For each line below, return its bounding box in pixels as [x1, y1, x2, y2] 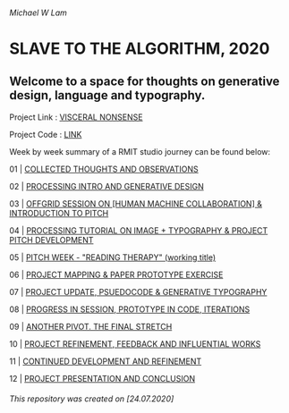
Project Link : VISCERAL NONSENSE [9, 112, 143, 122]
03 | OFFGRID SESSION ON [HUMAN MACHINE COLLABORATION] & [9, 198, 262, 209]
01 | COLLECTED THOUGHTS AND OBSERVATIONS [9, 164, 199, 174]
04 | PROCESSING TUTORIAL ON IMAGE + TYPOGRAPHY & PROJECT [9, 224, 268, 236]
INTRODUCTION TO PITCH [9, 207, 109, 218]
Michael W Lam [9, 7, 67, 18]
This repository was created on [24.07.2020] [9, 393, 174, 404]
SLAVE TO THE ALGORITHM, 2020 [9, 38, 270, 58]
